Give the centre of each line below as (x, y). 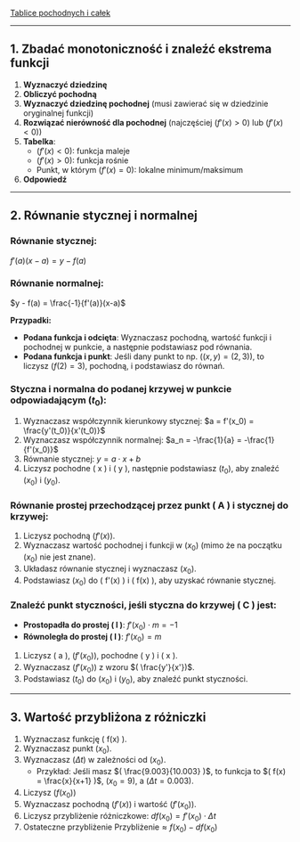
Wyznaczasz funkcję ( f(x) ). (75, 739)
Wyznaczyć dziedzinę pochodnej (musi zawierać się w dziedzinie (146, 103)
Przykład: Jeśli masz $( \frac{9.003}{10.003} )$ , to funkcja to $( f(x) (161, 772)
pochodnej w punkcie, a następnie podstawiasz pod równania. (138, 347)
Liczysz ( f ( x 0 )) (49, 793)
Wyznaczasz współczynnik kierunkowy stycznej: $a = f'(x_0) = (138, 421)
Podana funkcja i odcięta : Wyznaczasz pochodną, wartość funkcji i (147, 337)
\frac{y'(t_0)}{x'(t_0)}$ (64, 430)
